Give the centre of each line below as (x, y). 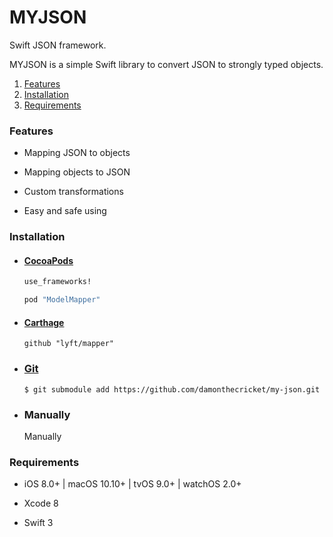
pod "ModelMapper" (62, 300)
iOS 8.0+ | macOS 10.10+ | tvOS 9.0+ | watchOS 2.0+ (132, 484)
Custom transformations (73, 192)
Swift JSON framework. (58, 45)
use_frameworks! (57, 282)
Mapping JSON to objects (77, 153)
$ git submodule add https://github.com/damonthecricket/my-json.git (172, 389)
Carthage (44, 322)
